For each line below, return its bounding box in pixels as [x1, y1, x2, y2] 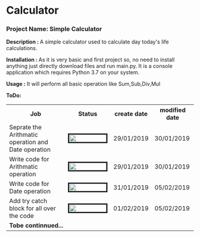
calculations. [6, 45, 37, 52]
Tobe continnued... [9, 222, 64, 230]
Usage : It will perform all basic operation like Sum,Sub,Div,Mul [6, 80, 161, 88]
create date [114, 110, 148, 118]
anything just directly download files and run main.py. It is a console [6, 63, 173, 70]
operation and [9, 138, 49, 146]
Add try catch [9, 197, 48, 205]
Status [78, 110, 98, 118]
